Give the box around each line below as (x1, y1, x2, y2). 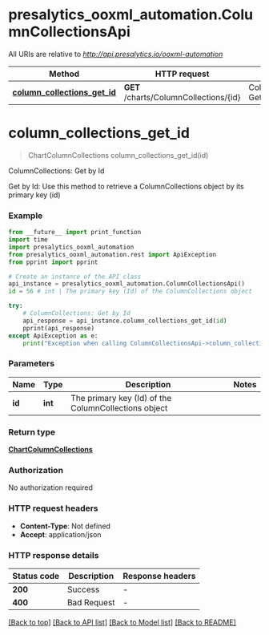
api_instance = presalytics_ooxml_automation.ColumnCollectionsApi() (8, 280, 246, 288)
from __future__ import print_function (8, 229, 142, 237)
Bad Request (66, 597, 115, 608)
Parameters (8, 358, 54, 370)
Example (8, 210, 43, 221)
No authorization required (8, 483, 94, 492)
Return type (8, 427, 56, 438)
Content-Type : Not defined (19, 521, 110, 531)
